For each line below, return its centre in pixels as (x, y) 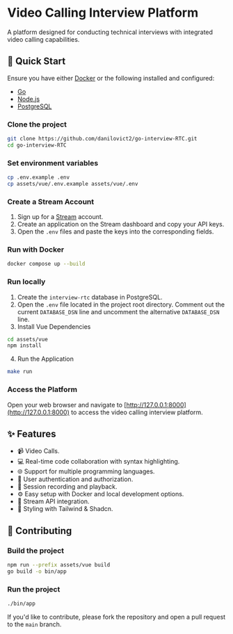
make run (20, 372)
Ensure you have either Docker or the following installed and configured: (111, 78)
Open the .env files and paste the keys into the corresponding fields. (115, 231)
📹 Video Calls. (38, 451)
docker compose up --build (46, 264)
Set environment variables (53, 163)
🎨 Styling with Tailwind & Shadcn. (65, 509)
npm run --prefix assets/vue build (59, 565)
